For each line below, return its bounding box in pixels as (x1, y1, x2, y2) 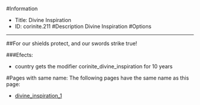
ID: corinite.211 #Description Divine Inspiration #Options (14, 23, 152, 30)
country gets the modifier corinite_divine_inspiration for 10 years (14, 63, 173, 70)
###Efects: (6, 52, 33, 58)
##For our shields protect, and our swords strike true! (6, 40, 137, 47)
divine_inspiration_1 (14, 92, 62, 99)
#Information (6, 5, 38, 12)
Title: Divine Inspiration (14, 17, 71, 23)
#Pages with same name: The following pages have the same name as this (6, 74, 189, 81)
